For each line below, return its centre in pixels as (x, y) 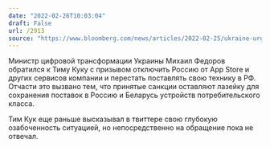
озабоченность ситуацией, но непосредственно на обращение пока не (131, 128)
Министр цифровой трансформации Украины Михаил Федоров (117, 61)
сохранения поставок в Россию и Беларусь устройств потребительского (134, 95)
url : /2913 (27, 31)
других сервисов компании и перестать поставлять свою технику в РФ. (132, 78)
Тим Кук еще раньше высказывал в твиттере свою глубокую (113, 119)
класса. (21, 104)
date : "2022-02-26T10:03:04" (57, 16)
